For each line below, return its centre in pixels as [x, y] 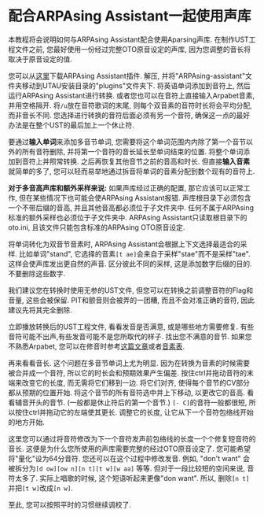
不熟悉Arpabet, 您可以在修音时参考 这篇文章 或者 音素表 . [97, 346]
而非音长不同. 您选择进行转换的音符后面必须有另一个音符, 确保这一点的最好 [129, 115]
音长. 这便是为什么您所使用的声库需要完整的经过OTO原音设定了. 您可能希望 [130, 449]
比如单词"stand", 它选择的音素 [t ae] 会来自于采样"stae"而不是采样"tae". [134, 253]
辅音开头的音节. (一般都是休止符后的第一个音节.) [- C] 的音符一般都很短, [131, 402]
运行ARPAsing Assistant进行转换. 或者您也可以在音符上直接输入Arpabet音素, [132, 95]
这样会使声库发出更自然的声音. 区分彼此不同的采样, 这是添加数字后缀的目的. [130, 264]
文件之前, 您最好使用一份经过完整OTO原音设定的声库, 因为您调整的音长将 [133, 49]
